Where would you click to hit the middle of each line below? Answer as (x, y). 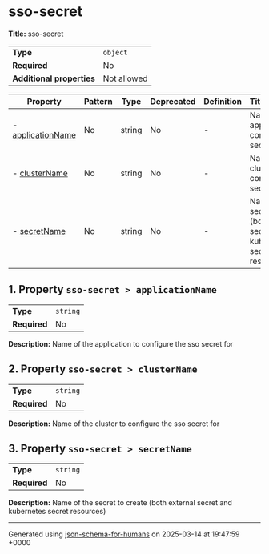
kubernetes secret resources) (57, 512)
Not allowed (125, 78)
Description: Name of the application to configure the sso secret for (121, 343)
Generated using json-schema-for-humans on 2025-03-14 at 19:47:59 (124, 534)
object (115, 52)
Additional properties (54, 78)
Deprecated (173, 101)
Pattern (98, 101)
